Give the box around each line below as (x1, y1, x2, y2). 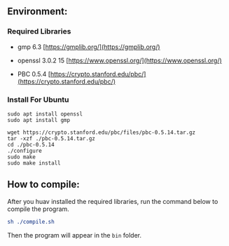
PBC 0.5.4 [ (17, 69, 51, 78)
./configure (7, 147, 42, 154)
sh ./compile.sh (7, 218, 55, 225)
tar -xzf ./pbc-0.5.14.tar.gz (7, 135, 96, 142)
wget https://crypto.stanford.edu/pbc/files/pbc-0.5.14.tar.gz (7, 129, 196, 136)
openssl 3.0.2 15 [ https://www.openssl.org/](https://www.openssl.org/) (17, 56, 222, 64)
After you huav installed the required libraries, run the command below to (7, 197, 218, 205)
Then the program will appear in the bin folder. (7, 231, 142, 239)
